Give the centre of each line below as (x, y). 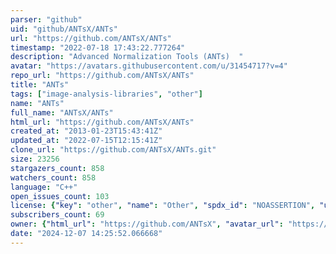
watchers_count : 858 (53, 177)
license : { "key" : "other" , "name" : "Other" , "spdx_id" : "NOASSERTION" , (163, 206)
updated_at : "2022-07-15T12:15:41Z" (86, 141)
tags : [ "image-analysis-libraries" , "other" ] (106, 94)
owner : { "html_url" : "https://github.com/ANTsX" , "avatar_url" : (147, 224)
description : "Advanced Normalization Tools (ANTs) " (127, 57)
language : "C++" (44, 187)
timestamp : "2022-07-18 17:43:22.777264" (98, 47)
